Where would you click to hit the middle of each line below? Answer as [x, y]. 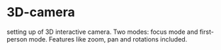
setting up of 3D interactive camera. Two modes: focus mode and [102, 32]
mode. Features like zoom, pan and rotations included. [108, 39]
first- [206, 32]
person [17, 39]
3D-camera [41, 12]
